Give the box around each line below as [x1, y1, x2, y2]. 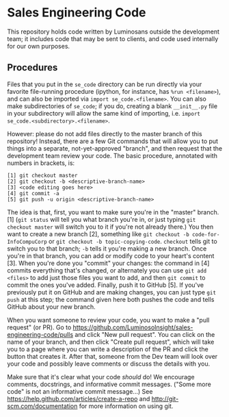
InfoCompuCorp [7, 238, 48, 245]
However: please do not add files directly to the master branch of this [7, 129, 203, 138]
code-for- [191, 231, 220, 238]
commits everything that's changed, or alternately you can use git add [7, 266, 207, 275]
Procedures [7, 62, 58, 73]
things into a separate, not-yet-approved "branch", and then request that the [7, 144, 223, 152]
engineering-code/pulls [7, 330, 74, 338]
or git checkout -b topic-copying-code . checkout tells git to [49, 237, 217, 245]
